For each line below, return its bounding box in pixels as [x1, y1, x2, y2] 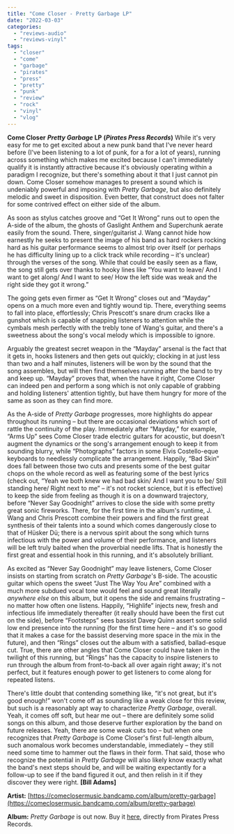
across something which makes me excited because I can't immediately [7, 155, 214, 164]
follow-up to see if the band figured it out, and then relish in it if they [7, 770, 203, 779]
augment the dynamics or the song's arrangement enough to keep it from [7, 439, 218, 447]
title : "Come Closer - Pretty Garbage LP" [7, 10, 132, 17]
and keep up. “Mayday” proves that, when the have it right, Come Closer [7, 374, 215, 382]
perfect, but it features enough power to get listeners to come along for [7, 668, 212, 676]
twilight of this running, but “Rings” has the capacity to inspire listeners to [7, 653, 219, 662]
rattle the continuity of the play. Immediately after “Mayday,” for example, [7, 424, 217, 433]
